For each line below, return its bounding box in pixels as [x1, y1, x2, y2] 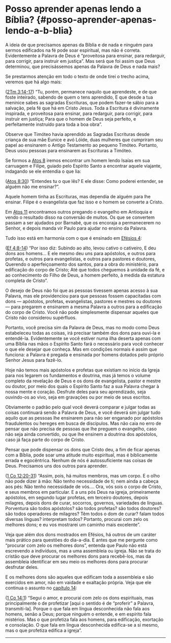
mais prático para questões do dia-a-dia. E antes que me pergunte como [5, 537, 158, 543]
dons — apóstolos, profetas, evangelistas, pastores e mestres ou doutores [5, 298, 161, 304]
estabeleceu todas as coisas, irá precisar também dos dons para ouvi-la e [5, 330, 160, 336]
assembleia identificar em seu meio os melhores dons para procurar [5, 558, 149, 565]
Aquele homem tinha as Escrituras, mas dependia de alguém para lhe [5, 193, 151, 199]
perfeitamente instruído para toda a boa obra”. [5, 121, 102, 127]
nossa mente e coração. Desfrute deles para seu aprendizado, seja [5, 388, 146, 395]
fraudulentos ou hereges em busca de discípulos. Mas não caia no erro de [5, 420, 161, 426]
